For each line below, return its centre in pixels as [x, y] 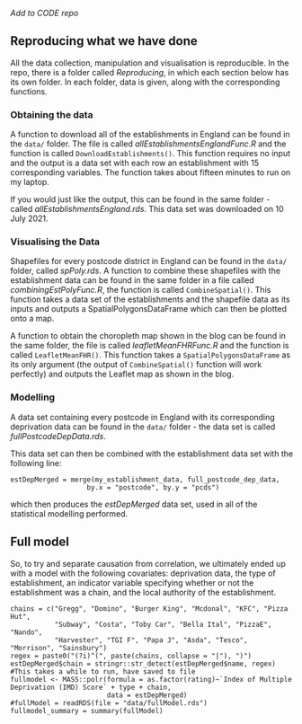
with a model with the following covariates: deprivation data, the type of [143, 573]
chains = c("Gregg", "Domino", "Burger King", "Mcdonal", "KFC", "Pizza [149, 609]
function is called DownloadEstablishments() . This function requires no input [151, 154]
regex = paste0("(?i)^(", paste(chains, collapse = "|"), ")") [131, 656]
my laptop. [30, 182]
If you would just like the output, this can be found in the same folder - [140, 199]
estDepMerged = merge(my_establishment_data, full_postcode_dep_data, [145, 480]
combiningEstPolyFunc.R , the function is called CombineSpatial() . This [141, 290]
